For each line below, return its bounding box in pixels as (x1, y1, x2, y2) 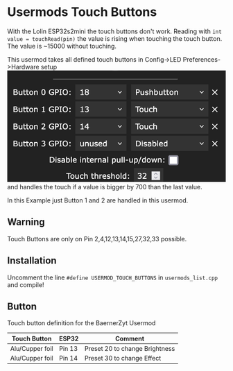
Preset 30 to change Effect (84, 354, 162, 363)
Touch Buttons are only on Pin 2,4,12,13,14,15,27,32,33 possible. (7, 234, 187, 243)
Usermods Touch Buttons (7, 4, 157, 20)
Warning (7, 216, 45, 228)
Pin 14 (58, 354, 78, 363)
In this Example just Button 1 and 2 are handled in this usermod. (7, 196, 189, 205)
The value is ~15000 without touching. (7, 42, 116, 50)
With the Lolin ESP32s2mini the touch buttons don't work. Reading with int (7, 27, 222, 35)
